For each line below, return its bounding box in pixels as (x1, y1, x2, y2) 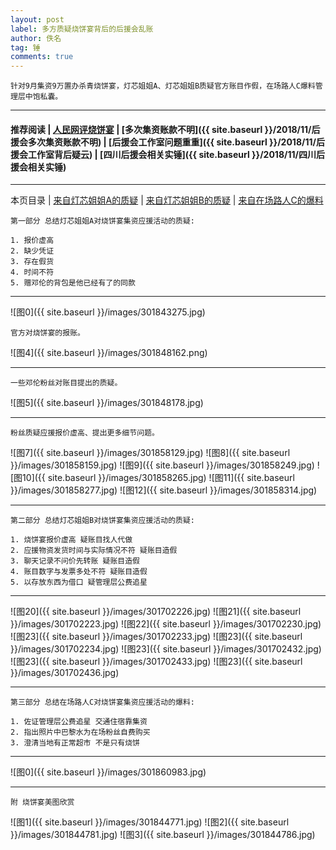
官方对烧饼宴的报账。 (10, 328, 85, 338)
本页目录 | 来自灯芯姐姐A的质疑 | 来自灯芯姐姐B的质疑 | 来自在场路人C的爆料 (10, 194, 324, 206)
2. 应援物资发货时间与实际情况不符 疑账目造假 (10, 546, 178, 556)
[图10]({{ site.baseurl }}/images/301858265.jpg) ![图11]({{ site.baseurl (10, 472, 295, 484)
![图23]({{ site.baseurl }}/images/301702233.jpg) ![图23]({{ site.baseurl (10, 631, 303, 643)
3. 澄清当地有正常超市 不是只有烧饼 (10, 738, 140, 748)
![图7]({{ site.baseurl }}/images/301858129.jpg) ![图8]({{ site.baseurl (10, 447, 291, 459)
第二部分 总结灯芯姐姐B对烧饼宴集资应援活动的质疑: (10, 516, 195, 526)
